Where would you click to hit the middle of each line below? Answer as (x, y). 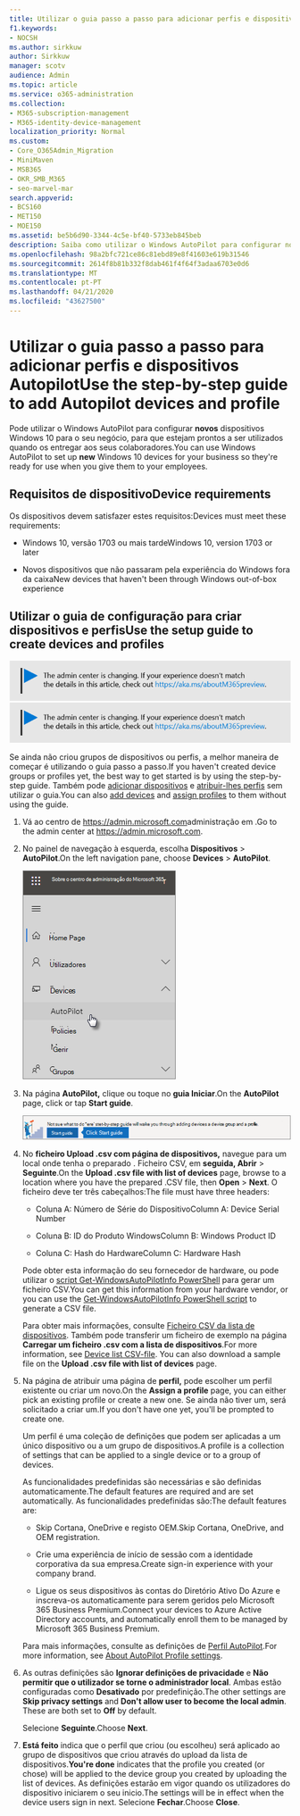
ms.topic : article (43, 85)
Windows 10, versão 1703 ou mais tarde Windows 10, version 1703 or (147, 542)
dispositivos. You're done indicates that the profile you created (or (143, 1764)
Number (50, 1219)
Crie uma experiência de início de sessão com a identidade (144, 1554)
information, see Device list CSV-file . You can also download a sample (151, 1354)
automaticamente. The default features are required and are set (138, 1492)
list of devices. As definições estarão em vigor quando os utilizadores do (156, 1783)
